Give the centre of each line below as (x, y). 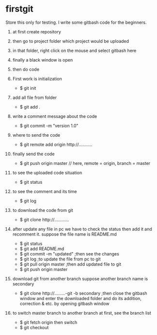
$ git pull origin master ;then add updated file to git (71, 264)
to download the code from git (43, 210)
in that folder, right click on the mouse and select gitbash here (74, 50)
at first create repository (37, 32)
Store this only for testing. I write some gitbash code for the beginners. (76, 22)
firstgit (19, 9)
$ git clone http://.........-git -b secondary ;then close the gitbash (83, 293)
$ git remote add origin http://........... (56, 144)
